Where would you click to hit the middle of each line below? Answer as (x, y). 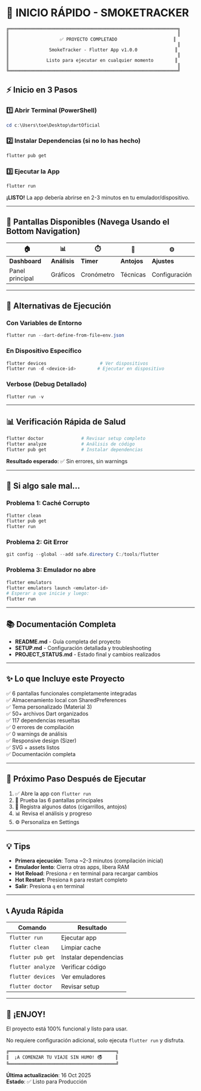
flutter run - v (25, 397)
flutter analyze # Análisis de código (71, 444)
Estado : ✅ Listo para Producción (47, 1082)
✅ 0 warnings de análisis (37, 734)
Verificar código (83, 967)
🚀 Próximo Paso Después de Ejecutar (76, 779)
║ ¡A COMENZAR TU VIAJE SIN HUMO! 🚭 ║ (62, 1057)
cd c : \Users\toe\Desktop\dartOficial (53, 125)
